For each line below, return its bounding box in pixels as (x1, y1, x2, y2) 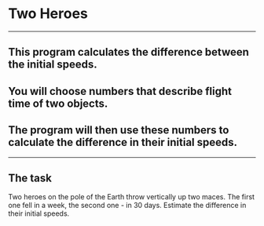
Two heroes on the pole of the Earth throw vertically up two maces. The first (8, 192, 255, 202)
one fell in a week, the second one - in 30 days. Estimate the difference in (8, 201, 247, 210)
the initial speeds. (8, 58, 98, 71)
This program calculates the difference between (8, 46, 250, 59)
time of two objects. (8, 97, 108, 110)
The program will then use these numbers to (8, 123, 229, 137)
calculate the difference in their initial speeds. (8, 136, 238, 149)
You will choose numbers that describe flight (8, 84, 233, 98)
